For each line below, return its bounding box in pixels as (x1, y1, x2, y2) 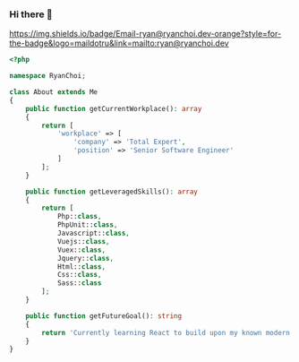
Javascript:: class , (56, 228, 130, 238)
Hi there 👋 (9, 8, 54, 21)
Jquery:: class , (56, 254, 115, 263)
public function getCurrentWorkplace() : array (25, 104, 202, 113)
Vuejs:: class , (56, 237, 110, 246)
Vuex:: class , (56, 246, 106, 254)
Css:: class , (56, 271, 102, 280)
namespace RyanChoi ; (9, 72, 87, 81)
